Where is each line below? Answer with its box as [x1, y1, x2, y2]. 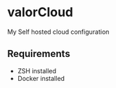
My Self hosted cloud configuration [7, 27, 110, 36]
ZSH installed [17, 66, 57, 75]
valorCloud [7, 4, 74, 20]
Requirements [7, 48, 70, 60]
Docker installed [17, 74, 65, 82]
